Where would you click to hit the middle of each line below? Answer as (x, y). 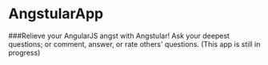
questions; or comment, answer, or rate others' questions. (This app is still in (134, 44)
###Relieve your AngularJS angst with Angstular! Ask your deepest (119, 36)
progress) (24, 52)
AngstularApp (56, 14)
